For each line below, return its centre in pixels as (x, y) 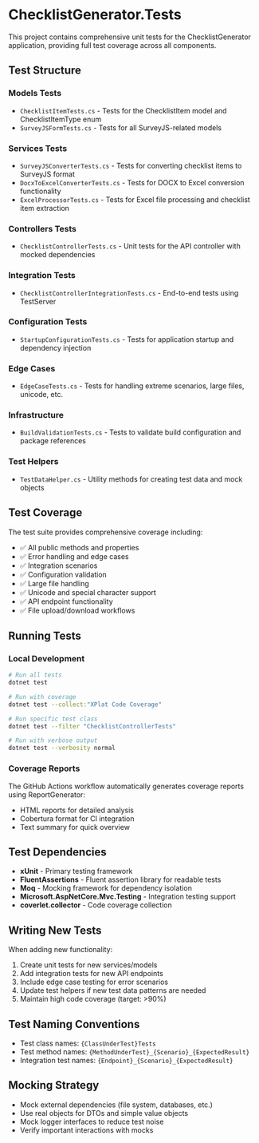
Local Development (47, 658)
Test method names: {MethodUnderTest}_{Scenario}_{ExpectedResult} (135, 1051)
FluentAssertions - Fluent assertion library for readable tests (120, 879)
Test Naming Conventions (74, 1024)
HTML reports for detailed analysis (77, 810)
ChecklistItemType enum (61, 119)
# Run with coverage (43, 697)
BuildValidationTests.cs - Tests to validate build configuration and (130, 432)
